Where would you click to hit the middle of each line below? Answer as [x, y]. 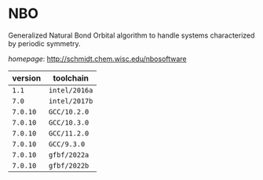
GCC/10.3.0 [69, 122]
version [27, 77]
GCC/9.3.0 [67, 144]
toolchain [71, 77]
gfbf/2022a [69, 155]
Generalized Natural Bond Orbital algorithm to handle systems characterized [131, 35]
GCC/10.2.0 [69, 112]
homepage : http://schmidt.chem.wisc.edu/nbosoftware [97, 59]
